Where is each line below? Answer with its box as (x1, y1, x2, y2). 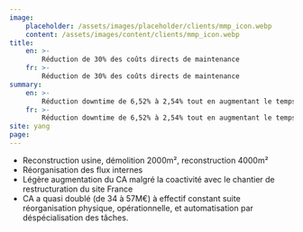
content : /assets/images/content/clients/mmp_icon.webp (25, 30, 241, 39)
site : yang (9, 122, 50, 131)
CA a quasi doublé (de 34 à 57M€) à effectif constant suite (22, 192, 241, 203)
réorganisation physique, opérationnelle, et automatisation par (22, 202, 254, 213)
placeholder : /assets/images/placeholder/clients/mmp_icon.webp (25, 22, 272, 31)
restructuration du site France (22, 183, 133, 194)
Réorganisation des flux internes (22, 164, 143, 175)
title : (9, 38, 34, 48)
